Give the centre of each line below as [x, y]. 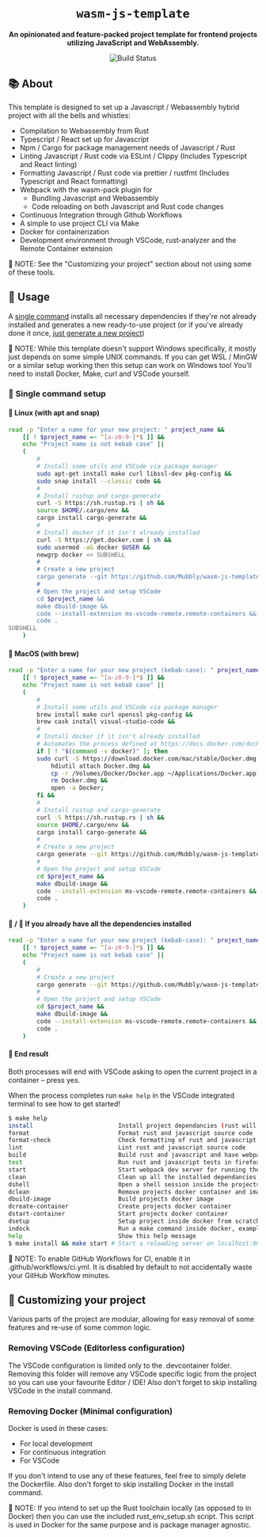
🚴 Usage [29, 297]
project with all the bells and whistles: [69, 115]
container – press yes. [44, 1080]
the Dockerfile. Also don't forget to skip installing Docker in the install [121, 1484]
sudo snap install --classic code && [99, 481]
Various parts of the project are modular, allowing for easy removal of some [131, 1319]
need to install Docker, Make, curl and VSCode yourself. [99, 374]
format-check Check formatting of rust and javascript [133, 1140]
